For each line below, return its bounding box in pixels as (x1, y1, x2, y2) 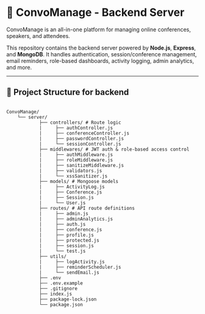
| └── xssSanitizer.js (38, 173, 108, 179)
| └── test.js (38, 248, 86, 254)
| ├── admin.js (38, 211, 88, 217)
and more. (6, 64, 32, 71)
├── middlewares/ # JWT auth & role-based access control (38, 146, 190, 152)
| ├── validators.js (38, 168, 103, 174)
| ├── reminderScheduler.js (38, 264, 121, 270)
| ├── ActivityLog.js (38, 184, 105, 190)
